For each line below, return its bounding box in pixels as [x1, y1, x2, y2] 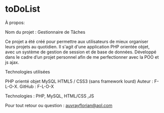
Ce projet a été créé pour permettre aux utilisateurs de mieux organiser [5, 38, 148, 45]
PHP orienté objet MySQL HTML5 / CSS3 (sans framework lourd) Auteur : [5, 78, 153, 84]
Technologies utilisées [5, 68, 50, 74]
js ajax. [5, 59, 20, 65]
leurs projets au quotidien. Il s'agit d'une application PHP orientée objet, [5, 44, 150, 49]
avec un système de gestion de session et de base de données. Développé [5, 49, 157, 55]
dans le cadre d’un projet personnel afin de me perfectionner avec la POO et [5, 54, 159, 60]
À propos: [5, 20, 25, 25]
